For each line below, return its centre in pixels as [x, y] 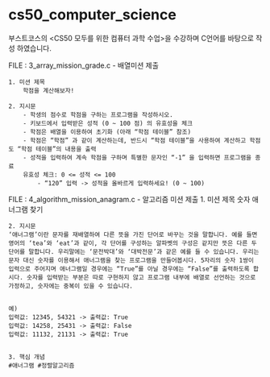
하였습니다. [34, 48]
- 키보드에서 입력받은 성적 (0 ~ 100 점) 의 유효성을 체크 [108, 123]
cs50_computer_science [93, 15]
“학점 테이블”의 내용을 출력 [57, 149]
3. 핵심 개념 [27, 357]
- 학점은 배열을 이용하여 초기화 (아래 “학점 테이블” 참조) [107, 132]
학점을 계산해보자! [49, 90]
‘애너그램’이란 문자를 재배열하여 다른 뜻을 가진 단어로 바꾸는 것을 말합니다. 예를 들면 [133, 234]
